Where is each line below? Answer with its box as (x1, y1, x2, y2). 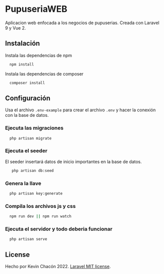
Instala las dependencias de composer (5, 70, 84, 77)
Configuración (5, 94, 51, 102)
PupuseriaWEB (5, 3, 67, 15)
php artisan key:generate (9, 191, 63, 196)
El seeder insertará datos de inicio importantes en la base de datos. (5, 159, 142, 165)
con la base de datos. (5, 112, 49, 118)
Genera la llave (5, 180, 41, 187)
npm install (9, 62, 34, 67)
